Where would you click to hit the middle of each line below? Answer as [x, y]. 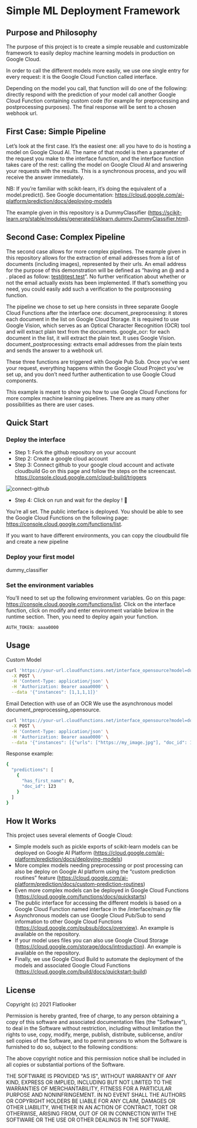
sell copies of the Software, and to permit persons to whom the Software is [97, 1041]
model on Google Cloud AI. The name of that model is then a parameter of [96, 152]
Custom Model [24, 660]
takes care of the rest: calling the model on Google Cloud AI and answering [97, 164]
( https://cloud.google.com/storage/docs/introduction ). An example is [98, 947]
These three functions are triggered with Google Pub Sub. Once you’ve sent [98, 362]
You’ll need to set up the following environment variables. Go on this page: [96, 598]
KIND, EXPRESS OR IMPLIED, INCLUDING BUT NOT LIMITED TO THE [89, 1082]
